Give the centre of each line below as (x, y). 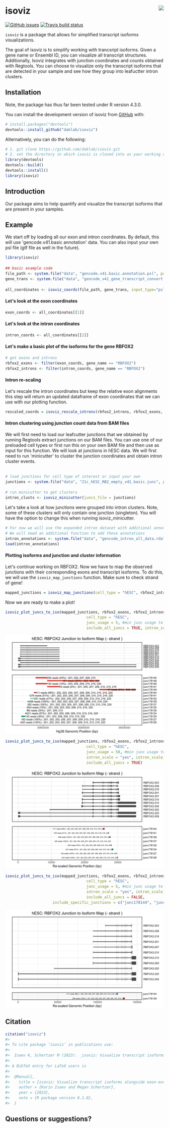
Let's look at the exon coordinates (41, 301)
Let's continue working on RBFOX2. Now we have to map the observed (79, 567)
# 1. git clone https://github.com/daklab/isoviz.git (63, 149)
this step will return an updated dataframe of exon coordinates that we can (82, 396)
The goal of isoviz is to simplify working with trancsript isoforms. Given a (80, 49)
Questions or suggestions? (49, 1119)
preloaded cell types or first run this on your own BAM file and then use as (82, 445)
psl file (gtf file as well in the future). (43, 248)
